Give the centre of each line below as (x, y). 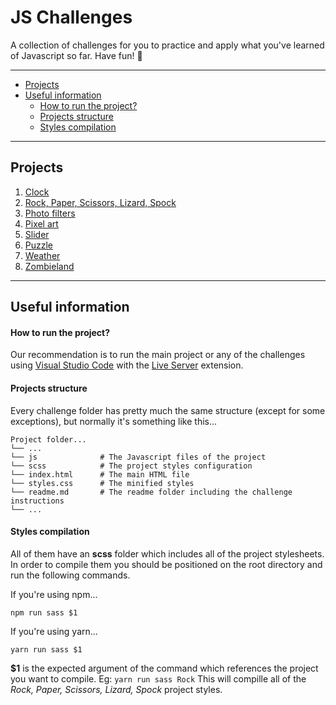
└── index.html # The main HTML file (100, 474)
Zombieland (49, 266)
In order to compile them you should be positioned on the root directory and (166, 564)
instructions (37, 501)
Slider (37, 234)
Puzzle (39, 245)
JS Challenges (71, 17)
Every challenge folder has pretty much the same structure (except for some (168, 410)
